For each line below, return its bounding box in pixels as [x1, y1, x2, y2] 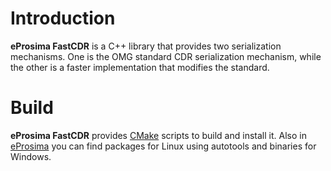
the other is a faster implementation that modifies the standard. [10, 61, 270, 73]
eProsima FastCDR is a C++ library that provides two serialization [10, 40, 282, 52]
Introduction [10, 7, 116, 30]
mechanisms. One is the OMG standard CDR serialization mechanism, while [10, 50, 322, 62]
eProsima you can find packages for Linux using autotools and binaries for [10, 140, 317, 152]
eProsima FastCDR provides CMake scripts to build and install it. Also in [10, 129, 307, 141]
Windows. [10, 150, 52, 162]
